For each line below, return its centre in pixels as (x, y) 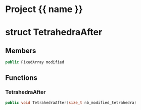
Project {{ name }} (44, 9)
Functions (21, 78)
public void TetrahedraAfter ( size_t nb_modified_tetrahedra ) (71, 102)
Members (21, 50)
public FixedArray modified (35, 62)
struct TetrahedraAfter (54, 32)
